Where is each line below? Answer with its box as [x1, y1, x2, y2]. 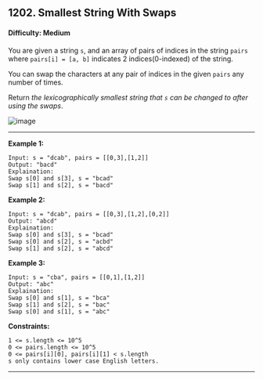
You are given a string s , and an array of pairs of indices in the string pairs [8, 45, 248, 55]
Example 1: [8, 139, 45, 148]
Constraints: [8, 321, 50, 331]
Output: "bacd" [8, 161, 58, 168]
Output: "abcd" [8, 217, 58, 225]
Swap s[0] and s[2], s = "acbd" [8, 237, 113, 245]
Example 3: [8, 258, 45, 267]
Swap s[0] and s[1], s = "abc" [8, 307, 110, 316]
